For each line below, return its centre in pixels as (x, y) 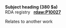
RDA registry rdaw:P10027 (33, 12)
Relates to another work (29, 21)
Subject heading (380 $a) (32, 7)
